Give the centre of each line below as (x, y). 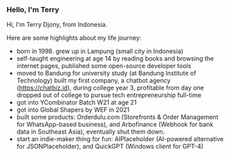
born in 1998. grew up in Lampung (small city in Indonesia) (100, 51)
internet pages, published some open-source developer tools (104, 66)
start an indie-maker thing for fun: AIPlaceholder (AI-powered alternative (120, 139)
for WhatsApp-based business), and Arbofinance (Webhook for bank (115, 125)
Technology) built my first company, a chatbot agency (93, 81)
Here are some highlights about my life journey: (74, 38)
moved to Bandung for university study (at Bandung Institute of (106, 73)
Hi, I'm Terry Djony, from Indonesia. (57, 25)
